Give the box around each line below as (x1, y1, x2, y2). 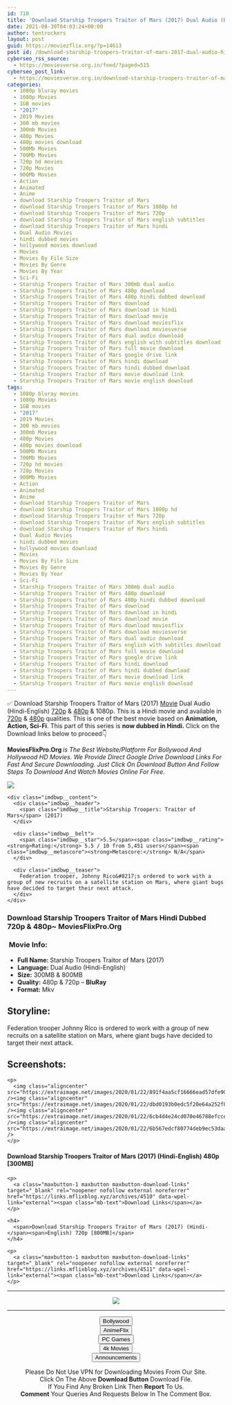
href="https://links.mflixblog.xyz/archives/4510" (7, 1193, 156, 1200)
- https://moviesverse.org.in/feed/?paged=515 (13, 62, 150, 69)
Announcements (95, 1354, 137, 1361)
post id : (7, 49, 32, 56)
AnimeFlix (103, 1326, 129, 1334)
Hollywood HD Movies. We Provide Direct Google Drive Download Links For (7, 752, 222, 761)
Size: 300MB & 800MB (17, 971, 83, 979)
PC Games (101, 1335, 130, 1343)
